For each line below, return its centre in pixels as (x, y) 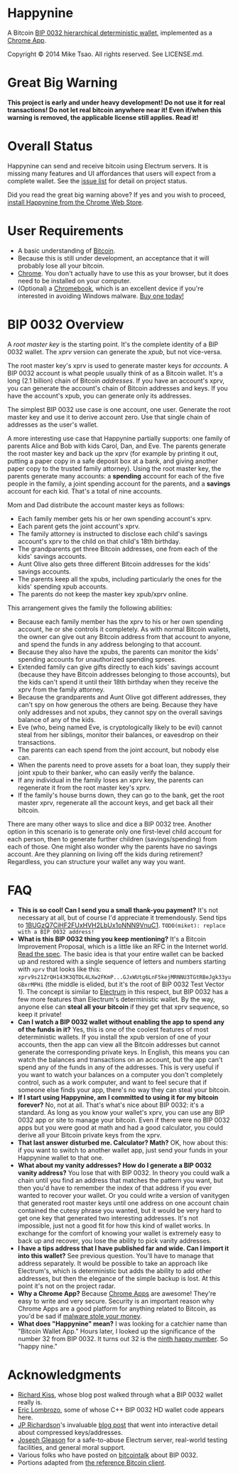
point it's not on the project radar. (66, 1286)
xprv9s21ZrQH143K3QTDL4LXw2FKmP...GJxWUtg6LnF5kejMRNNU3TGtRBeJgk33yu (124, 977)
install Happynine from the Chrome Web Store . (76, 202)
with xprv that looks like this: (59, 969)
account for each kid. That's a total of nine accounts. (85, 491)
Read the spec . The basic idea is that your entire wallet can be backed (120, 954)
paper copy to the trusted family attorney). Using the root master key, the (114, 468)
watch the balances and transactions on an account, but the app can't (120, 1059)
